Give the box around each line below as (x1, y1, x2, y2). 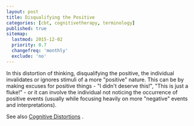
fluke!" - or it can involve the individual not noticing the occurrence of (6, 88, 178, 96)
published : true (6, 25, 47, 32)
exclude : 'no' (11, 53, 47, 59)
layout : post (6, 8, 39, 15)
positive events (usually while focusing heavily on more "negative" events (6, 95, 188, 102)
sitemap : (6, 31, 28, 37)
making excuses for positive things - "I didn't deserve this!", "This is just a (6, 82, 189, 90)
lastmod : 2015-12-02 (11, 36, 63, 42)
